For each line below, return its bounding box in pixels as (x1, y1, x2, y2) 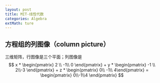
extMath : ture (5, 21, 34, 26)
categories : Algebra (5, 16, 47, 21)
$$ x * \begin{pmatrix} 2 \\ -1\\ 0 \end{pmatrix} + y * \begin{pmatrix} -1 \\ (8, 62, 156, 68)
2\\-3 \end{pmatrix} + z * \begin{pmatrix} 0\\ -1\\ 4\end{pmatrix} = (15, 67, 149, 73)
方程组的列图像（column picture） (5, 40, 110, 48)
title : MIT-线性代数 (5, 12, 44, 17)
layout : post (5, 7, 32, 12)
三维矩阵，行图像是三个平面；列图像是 (5, 54, 82, 60)
